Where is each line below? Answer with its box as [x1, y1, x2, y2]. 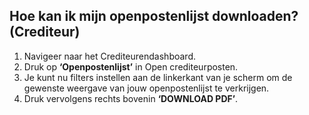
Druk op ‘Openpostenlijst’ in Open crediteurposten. [23, 60, 239, 73]
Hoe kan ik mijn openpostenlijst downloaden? [9, 8, 299, 25]
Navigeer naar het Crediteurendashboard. [23, 50, 196, 62]
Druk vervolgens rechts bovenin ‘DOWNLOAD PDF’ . [23, 92, 239, 104]
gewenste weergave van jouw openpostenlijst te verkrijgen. [23, 82, 270, 94]
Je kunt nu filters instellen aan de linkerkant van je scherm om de [23, 71, 293, 83]
